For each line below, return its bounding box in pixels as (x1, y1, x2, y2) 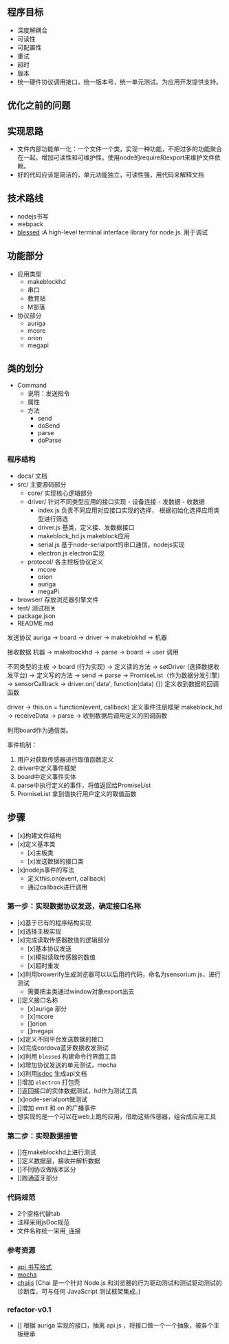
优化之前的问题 (7, 100, 71, 111)
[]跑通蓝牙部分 (17, 1174, 58, 1182)
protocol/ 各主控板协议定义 (27, 558, 104, 566)
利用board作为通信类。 (7, 726, 72, 734)
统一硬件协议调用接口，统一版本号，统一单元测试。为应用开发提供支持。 (17, 78, 222, 86)
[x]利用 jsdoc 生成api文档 (17, 1069, 87, 1077)
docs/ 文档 (17, 472, 48, 480)
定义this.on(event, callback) (27, 874, 107, 882)
